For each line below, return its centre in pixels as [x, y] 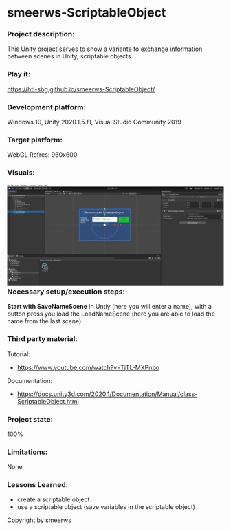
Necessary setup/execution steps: [66, 292]
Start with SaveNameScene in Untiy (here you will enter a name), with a [109, 307]
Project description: [41, 34]
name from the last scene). [45, 321]
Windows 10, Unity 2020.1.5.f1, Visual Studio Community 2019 [94, 122]
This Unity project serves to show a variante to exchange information [105, 49]
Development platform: [47, 107]
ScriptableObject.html [48, 401]
